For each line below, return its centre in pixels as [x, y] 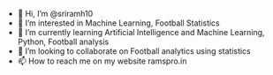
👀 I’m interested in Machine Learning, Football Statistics [118, 23]
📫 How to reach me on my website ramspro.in [102, 61]
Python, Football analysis [63, 41]
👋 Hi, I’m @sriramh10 [55, 14]
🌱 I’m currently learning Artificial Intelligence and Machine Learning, [141, 32]
